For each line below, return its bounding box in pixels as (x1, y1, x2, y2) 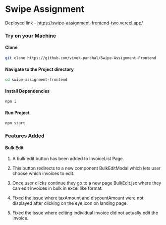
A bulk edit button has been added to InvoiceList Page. (12, 156, 124, 162)
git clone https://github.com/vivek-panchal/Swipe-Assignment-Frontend (5, 56, 156, 60)
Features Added (5, 132, 45, 139)
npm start (5, 120, 26, 126)
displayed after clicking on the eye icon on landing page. (12, 200, 128, 206)
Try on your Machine (5, 32, 56, 39)
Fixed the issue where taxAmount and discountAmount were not (12, 195, 144, 201)
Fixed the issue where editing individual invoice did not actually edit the (12, 210, 159, 216)
